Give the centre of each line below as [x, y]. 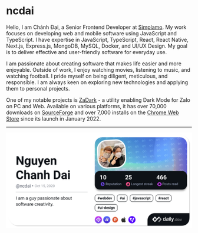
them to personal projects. [38, 88]
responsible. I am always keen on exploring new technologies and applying [97, 82]
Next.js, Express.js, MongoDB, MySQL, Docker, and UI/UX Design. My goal [97, 46]
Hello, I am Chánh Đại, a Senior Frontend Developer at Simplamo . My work [96, 27]
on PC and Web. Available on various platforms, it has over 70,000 [86, 106]
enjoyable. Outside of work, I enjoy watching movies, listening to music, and [98, 69]
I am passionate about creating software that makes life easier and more [94, 64]
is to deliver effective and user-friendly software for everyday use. [86, 52]
